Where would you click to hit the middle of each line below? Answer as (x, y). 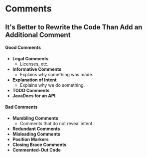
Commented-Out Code (37, 150)
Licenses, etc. (34, 64)
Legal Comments (30, 58)
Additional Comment (38, 35)
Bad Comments (21, 107)
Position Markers (30, 139)
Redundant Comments (36, 129)
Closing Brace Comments (39, 145)
